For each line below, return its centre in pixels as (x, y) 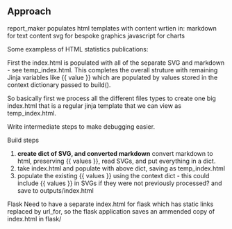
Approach (29, 11)
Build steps (23, 140)
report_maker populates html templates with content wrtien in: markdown (112, 28)
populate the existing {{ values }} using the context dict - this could (113, 175)
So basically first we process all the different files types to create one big (112, 98)
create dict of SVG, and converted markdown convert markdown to (115, 153)
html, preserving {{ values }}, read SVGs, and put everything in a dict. (116, 161)
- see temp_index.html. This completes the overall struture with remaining (113, 70)
